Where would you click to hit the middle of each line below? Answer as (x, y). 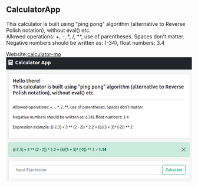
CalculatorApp (33, 10)
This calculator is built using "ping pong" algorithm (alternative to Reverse (96, 24)
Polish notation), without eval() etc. (49, 30)
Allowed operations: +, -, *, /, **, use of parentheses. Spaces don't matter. (95, 36)
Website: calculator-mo (34, 54)
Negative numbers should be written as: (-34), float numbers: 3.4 (85, 42)
